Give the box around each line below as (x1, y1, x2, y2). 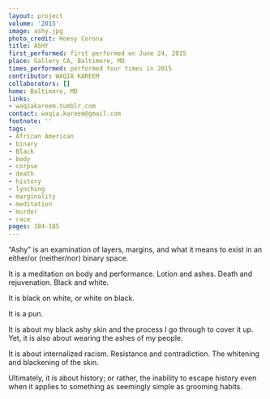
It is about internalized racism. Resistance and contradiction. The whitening (8, 349, 260, 359)
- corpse (8, 163, 38, 171)
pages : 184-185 (8, 223, 60, 231)
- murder (8, 207, 38, 215)
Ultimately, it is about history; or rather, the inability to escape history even (8, 373, 257, 383)
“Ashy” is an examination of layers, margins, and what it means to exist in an (8, 244, 263, 255)
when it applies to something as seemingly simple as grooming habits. (8, 382, 243, 392)
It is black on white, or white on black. (8, 293, 135, 303)
